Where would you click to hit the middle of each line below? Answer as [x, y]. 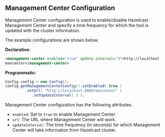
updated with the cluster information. [43, 30]
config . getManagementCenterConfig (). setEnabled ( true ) [64, 86]
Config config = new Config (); [37, 82]
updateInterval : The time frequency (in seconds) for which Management [86, 125]
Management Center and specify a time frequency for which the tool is [77, 25]
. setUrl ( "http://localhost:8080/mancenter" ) [73, 91]
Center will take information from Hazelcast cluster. [64, 130]
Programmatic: [21, 72]
